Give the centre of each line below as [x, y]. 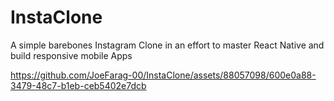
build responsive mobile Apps [71, 55]
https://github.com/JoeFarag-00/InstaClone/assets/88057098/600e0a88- [163, 75]
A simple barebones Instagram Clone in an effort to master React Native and [167, 45]
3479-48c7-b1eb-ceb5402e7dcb [78, 85]
